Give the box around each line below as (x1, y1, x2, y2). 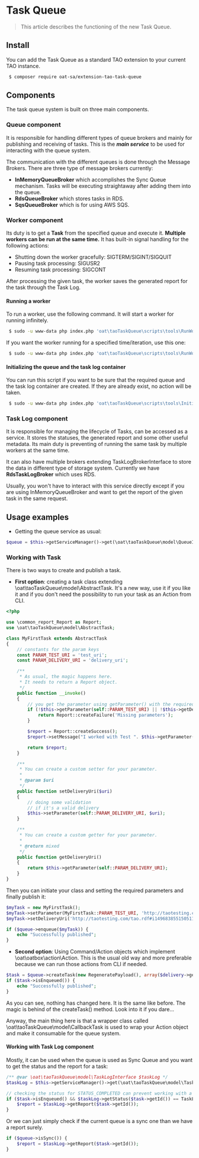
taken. (6, 389, 22, 396)
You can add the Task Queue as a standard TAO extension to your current (6, 56, 186, 63)
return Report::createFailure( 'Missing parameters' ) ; (37, 712, 174, 718)
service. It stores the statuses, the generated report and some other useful (6, 434, 188, 441)
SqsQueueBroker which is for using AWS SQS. (14, 201, 130, 208)
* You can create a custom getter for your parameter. (19, 832, 158, 838)
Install (6, 40, 30, 50)
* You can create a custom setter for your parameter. (19, 766, 158, 772)
